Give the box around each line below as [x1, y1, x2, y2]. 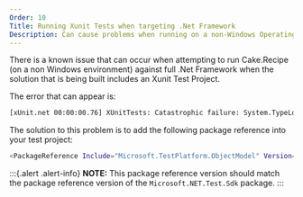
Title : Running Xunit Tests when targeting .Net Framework [9, 22, 236, 31]
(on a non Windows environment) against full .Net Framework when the [9, 64, 275, 75]
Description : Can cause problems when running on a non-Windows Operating [9, 30, 297, 39]
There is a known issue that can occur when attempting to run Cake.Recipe [9, 55, 289, 66]
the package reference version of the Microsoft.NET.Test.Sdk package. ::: [9, 177, 284, 189]
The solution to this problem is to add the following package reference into [9, 125, 287, 136]
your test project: [9, 134, 74, 145]
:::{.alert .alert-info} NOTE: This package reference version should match [9, 168, 280, 179]
